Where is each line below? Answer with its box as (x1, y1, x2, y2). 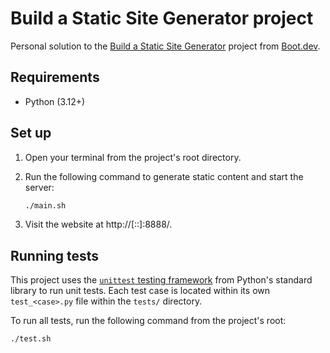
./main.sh (24, 200, 67, 211)
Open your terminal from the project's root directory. (24, 151, 242, 163)
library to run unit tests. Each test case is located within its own (10, 285, 271, 297)
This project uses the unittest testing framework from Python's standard (10, 274, 313, 286)
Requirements (10, 69, 100, 86)
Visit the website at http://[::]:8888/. (24, 218, 173, 231)
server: (24, 181, 55, 193)
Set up (10, 125, 52, 142)
